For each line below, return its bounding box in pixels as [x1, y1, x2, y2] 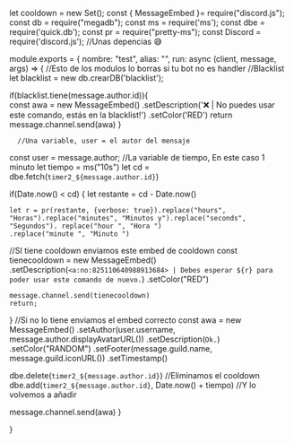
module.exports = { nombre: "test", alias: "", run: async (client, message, [9, 54, 277, 64]
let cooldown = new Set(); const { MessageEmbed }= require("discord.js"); [9, 8, 285, 18]
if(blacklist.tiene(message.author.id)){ [9, 90, 149, 100]
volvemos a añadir [9, 389, 78, 400]
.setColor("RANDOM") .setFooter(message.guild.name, [9, 343, 213, 353]
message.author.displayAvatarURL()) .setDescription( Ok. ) [9, 334, 220, 344]
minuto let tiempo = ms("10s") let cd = [9, 161, 151, 172]
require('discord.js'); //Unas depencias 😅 [9, 36, 163, 47]
